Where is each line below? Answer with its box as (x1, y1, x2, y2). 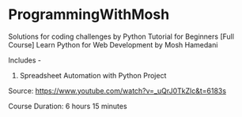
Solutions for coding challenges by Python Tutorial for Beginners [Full (8, 32, 235, 41)
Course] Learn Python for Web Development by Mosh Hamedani (8, 40, 218, 49)
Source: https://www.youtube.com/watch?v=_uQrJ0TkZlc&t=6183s (8, 85, 227, 96)
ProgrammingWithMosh (8, 6, 170, 24)
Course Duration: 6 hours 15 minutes (8, 101, 128, 111)
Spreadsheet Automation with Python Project (19, 70, 167, 80)
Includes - (8, 55, 42, 65)
